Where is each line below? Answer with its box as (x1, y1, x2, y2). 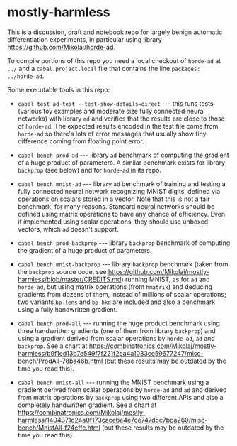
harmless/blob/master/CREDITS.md (17, 275, 122, 283)
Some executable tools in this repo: (7, 85, 110, 94)
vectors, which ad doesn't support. (17, 224, 119, 233)
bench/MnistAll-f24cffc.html (17, 423, 100, 432)
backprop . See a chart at (17, 342, 88, 350)
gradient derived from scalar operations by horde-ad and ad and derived (17, 385, 227, 394)
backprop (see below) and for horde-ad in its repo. (17, 165, 161, 174)
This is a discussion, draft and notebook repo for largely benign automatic (7, 28, 223, 36)
